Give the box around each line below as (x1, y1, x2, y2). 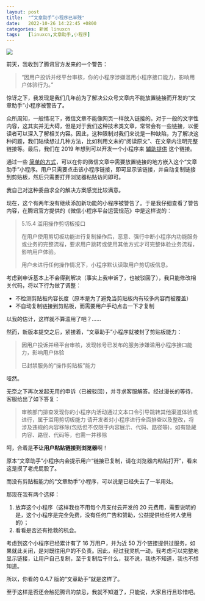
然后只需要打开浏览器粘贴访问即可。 (32, 173, 124, 181)
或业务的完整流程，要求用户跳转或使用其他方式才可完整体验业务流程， (21, 240, 198, 248)
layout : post (6, 9, 40, 15)
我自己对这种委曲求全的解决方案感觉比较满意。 (6, 187, 124, 194)
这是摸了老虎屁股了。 (6, 465, 60, 472)
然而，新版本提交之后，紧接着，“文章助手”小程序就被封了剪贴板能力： (6, 328, 182, 336)
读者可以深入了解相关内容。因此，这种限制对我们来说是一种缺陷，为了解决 (6, 130, 193, 137)
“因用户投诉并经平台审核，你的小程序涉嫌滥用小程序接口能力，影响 (21, 74, 190, 81)
